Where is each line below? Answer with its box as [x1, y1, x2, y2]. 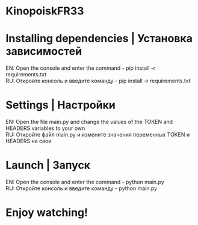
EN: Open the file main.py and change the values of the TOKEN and [5, 119, 173, 126]
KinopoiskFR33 [5, 4, 84, 18]
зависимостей [5, 45, 82, 58]
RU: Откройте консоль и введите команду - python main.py [5, 185, 158, 192]
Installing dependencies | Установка [5, 32, 193, 46]
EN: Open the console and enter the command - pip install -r [5, 64, 156, 72]
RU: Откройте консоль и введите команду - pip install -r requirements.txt [5, 77, 191, 85]
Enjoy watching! [5, 206, 88, 220]
